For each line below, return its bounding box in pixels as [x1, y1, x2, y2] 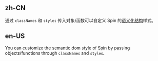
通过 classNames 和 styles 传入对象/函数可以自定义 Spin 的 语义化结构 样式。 [5, 17, 156, 23]
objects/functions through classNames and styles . [5, 50, 105, 56]
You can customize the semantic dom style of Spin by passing [5, 45, 130, 51]
